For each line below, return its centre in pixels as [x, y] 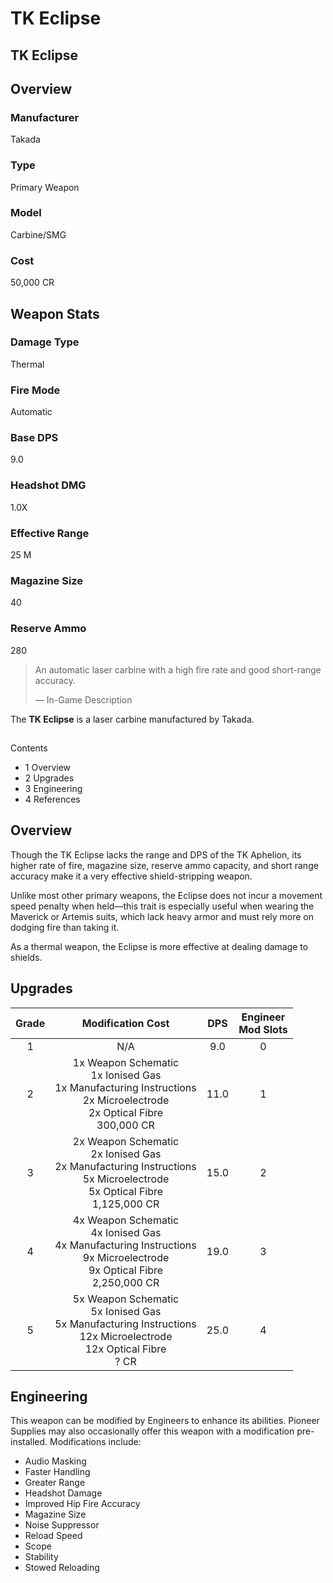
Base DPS [34, 438]
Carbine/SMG [38, 234]
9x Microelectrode [126, 1257]
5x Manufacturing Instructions [125, 1324]
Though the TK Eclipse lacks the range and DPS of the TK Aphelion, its [156, 854]
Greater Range [55, 1483]
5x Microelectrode [126, 1179]
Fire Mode [35, 390]
